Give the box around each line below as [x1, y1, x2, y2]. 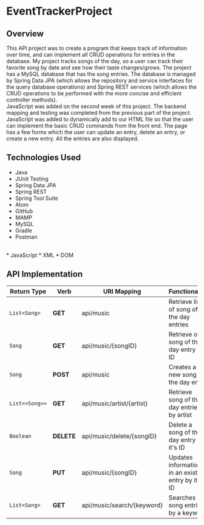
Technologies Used [6, 153, 81, 163]
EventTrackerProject [6, 4, 112, 18]
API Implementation [6, 269, 83, 280]
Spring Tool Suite [15, 194, 59, 202]
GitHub [15, 207, 33, 214]
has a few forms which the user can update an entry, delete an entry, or [6, 129, 186, 136]
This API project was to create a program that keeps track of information [6, 44, 188, 52]
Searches [168, 493, 196, 502]
